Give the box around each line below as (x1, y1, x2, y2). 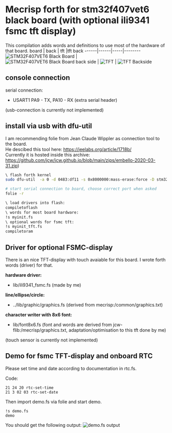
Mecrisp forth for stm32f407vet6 (5, 4, 149, 15)
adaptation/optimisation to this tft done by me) (69, 327, 166, 333)
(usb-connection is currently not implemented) (5, 106, 104, 113)
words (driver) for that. (5, 262, 53, 268)
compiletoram (5, 229, 33, 234)
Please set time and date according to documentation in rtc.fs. (5, 365, 137, 372)
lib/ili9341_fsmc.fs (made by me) (12, 282, 81, 288)
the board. (5, 141, 27, 147)
